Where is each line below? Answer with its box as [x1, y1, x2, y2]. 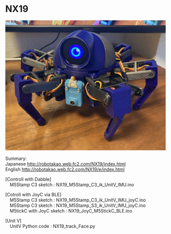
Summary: [5, 155, 27, 161]
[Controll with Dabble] [5, 176, 51, 182]
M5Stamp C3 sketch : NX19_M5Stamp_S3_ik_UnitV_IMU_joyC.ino [10, 202, 146, 208]
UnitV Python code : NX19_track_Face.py [10, 223, 96, 229]
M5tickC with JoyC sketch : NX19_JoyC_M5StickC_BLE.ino [10, 208, 132, 214]
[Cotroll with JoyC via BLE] [5, 192, 62, 198]
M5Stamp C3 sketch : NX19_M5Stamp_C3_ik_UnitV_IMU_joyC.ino [10, 197, 146, 203]
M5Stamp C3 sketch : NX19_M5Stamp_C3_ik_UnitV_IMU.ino [10, 182, 134, 188]
